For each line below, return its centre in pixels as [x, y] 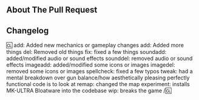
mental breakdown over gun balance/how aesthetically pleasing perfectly [98, 78]
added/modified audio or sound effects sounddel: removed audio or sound [99, 58]
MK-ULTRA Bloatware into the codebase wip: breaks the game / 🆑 [89, 91]
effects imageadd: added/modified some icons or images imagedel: [91, 65]
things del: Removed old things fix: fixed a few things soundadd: [86, 52]
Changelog [28, 31]
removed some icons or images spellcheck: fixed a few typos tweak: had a [99, 72]
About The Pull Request [52, 10]
